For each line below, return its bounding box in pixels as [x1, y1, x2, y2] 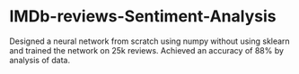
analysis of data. [9, 54, 70, 65]
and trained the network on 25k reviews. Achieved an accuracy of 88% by [9, 45, 285, 55]
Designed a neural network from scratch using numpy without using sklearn [9, 36, 290, 46]
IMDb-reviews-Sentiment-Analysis [9, 6, 277, 27]
